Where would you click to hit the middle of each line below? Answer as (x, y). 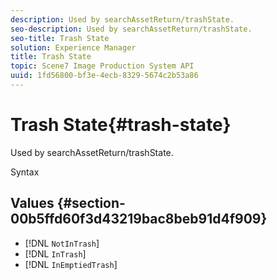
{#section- (91, 203)
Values (32, 203)
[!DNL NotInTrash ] (62, 243)
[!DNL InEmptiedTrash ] (71, 264)
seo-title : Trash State (60, 38)
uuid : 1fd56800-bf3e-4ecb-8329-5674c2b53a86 (104, 76)
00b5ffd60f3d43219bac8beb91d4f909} (139, 219)
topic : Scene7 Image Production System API (102, 66)
